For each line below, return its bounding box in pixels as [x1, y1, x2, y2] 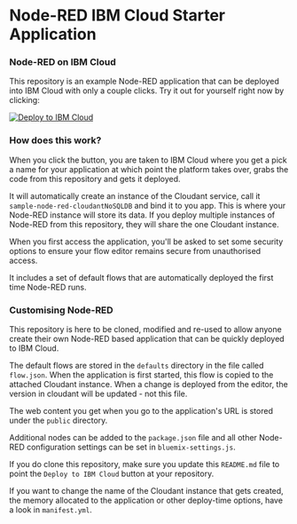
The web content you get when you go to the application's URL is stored [9, 406, 273, 417]
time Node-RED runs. [9, 282, 87, 292]
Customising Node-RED [9, 304, 113, 316]
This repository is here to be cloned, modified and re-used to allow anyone [9, 324, 282, 335]
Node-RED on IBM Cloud [9, 56, 117, 68]
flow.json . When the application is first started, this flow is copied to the [9, 369, 274, 380]
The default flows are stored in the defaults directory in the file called [9, 361, 264, 371]
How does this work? [9, 134, 102, 147]
